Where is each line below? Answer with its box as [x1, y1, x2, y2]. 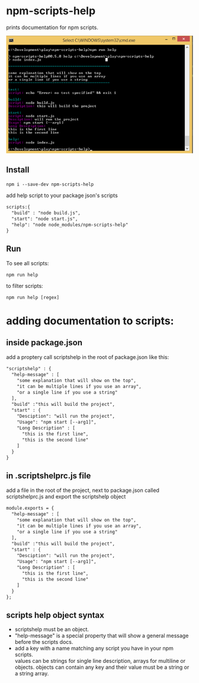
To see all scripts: [6, 259, 49, 266]
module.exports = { [6, 505, 54, 511]
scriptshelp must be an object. [14, 626, 89, 633]
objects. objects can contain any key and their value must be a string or [14, 663, 190, 671]
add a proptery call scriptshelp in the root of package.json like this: [6, 353, 169, 360]
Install [6, 165, 30, 175]
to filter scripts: [6, 282, 43, 289]
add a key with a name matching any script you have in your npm [14, 645, 174, 652]
